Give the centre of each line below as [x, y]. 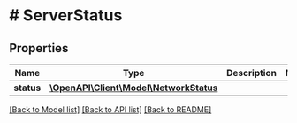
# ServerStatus [66, 15]
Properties [39, 48]
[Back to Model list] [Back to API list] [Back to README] [110, 110]
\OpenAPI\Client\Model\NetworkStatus [133, 88]
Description [251, 73]
